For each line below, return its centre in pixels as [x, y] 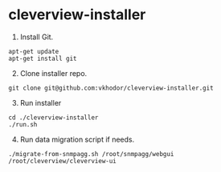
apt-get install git [43, 58]
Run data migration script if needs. [77, 139]
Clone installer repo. [53, 73]
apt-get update [34, 51]
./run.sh [23, 124]
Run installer [41, 102]
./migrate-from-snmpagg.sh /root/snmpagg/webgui [91, 154]
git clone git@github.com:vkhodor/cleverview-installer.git [111, 88]
